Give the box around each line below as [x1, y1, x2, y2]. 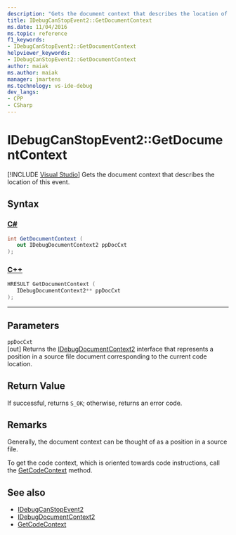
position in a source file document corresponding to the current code [7, 352, 207, 361]
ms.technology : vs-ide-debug [7, 82, 93, 89]
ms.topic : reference [7, 30, 68, 37]
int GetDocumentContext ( [7, 235, 83, 243]
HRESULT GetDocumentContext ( [7, 281, 96, 288]
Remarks [7, 419, 48, 431]
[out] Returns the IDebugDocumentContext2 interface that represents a [7, 344, 214, 353]
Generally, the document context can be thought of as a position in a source [7, 437, 228, 446]
